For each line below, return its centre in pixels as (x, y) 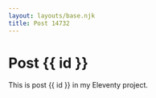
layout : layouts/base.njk (51, 16)
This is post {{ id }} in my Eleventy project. (78, 85)
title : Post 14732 (39, 23)
